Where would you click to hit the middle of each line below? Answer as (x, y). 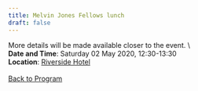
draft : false (29, 23)
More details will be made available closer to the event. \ (99, 45)
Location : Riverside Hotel (49, 62)
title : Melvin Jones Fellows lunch (66, 15)
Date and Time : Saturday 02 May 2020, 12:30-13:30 (92, 53)
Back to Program (35, 78)
